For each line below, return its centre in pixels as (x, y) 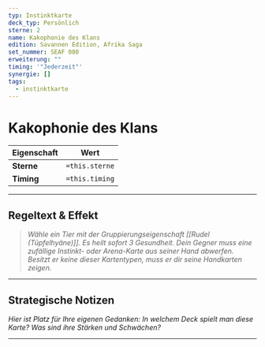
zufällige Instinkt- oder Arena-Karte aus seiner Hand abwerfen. (131, 251)
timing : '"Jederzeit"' (45, 67)
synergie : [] (30, 74)
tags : (17, 81)
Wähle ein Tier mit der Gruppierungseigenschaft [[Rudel (119, 234)
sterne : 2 (24, 30)
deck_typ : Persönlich (44, 23)
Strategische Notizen (61, 300)
